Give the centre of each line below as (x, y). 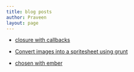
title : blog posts (29, 12)
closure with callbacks (42, 40)
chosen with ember (39, 63)
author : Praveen (26, 17)
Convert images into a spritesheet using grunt (71, 52)
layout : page (22, 23)
